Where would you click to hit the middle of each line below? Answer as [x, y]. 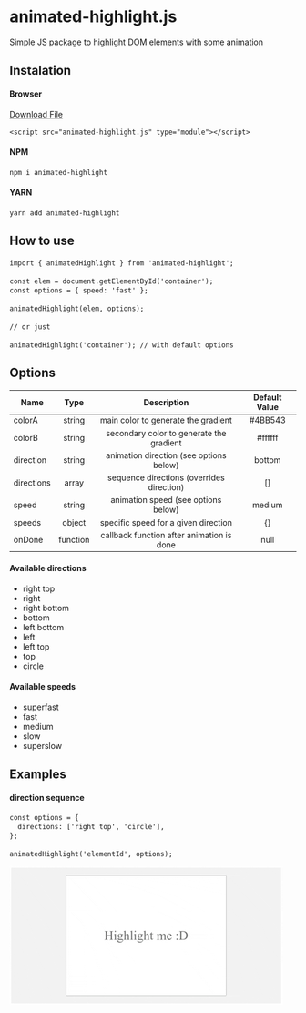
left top [36, 646]
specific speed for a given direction [166, 522]
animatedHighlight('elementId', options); [91, 854]
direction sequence [47, 797]
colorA [25, 420]
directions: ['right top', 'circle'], [92, 827]
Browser [26, 94]
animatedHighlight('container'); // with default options [122, 345]
